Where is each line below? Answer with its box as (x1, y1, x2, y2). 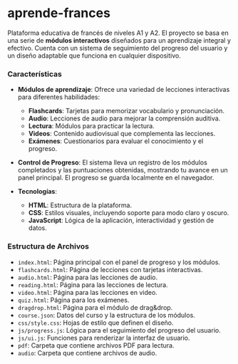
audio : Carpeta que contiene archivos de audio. (17, 348, 157, 357)
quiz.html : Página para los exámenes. (17, 296, 130, 304)
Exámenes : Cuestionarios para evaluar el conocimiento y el (28, 137, 204, 145)
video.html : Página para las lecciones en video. (17, 288, 158, 296)
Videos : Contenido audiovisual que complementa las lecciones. (28, 130, 216, 138)
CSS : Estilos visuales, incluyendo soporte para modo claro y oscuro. (28, 209, 229, 217)
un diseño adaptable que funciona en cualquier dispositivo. (7, 51, 182, 60)
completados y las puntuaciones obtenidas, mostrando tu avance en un (17, 166, 228, 175)
